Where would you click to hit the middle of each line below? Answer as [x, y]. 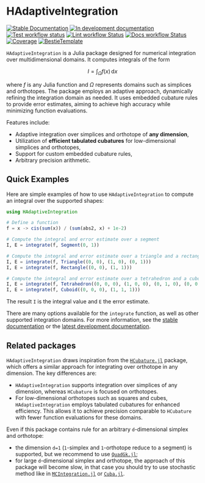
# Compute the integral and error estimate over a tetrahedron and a [97, 278]
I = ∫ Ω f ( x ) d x [103, 72]
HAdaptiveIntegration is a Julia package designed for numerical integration [101, 53]
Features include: [28, 122]
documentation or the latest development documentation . [79, 326]
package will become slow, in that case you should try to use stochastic [105, 467]
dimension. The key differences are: [52, 373]
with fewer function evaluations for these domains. [79, 417]
